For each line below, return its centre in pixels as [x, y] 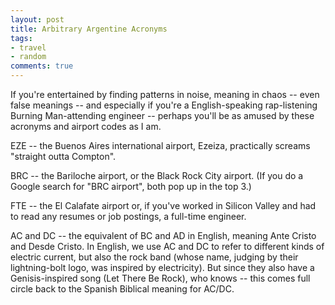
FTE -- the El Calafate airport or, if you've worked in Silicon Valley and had [163, 205]
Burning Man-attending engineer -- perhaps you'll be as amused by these [162, 115]
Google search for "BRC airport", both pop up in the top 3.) [131, 186]
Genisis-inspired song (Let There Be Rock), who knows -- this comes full [160, 278]
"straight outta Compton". [63, 156]
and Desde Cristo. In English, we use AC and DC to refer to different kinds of [167, 246]
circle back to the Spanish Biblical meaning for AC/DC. [122, 289]
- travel [28, 47]
